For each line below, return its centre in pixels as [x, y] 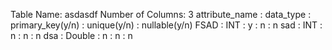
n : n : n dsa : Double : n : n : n [71, 35]
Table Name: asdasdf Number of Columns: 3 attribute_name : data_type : [161, 14]
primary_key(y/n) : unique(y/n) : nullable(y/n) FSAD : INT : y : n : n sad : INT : [166, 25]
